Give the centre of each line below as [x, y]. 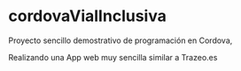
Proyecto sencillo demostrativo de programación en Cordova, [120, 40]
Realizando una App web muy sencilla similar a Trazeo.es [113, 57]
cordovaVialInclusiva [88, 16]
